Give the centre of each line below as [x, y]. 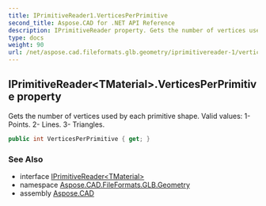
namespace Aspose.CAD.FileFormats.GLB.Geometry [105, 185]
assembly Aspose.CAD [57, 193]
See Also [26, 159]
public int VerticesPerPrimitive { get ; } [79, 139]
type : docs [26, 38]
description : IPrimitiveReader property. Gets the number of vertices [127, 30]
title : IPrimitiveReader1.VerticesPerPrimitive [88, 15]
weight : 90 [26, 45]
